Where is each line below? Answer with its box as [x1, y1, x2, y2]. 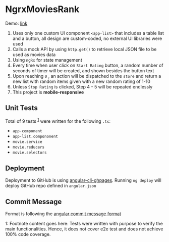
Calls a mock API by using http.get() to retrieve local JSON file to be [12, 46, 157, 52]
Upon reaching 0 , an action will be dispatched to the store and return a [12, 73, 161, 79]
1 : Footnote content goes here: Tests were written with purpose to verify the [5, 221, 163, 227]
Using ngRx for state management [12, 57, 82, 63]
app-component [12, 129, 42, 134]
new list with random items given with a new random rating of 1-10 [12, 78, 150, 84]
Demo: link [5, 20, 28, 26]
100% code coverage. [5, 231, 51, 237]
